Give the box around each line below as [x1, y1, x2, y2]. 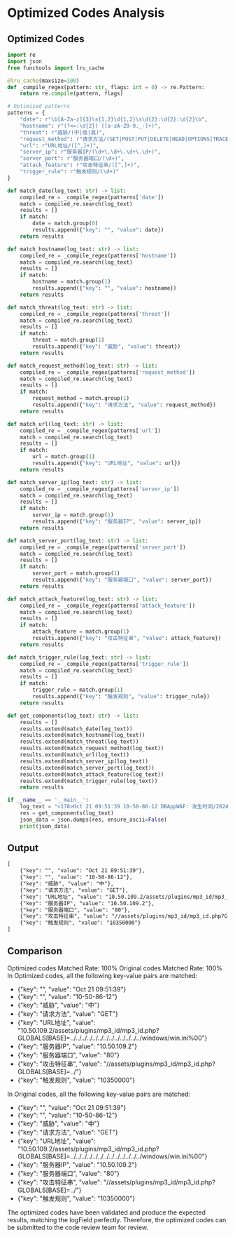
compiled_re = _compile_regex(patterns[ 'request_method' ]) [20, 368, 196, 376]
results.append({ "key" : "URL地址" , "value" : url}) [32, 460, 181, 467]
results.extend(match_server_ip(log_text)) [20, 758, 149, 765]
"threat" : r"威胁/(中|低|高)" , [20, 128, 106, 136]
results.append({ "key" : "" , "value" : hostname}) [32, 285, 177, 292]
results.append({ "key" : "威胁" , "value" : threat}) [32, 343, 181, 350]
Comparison [7, 945, 63, 957]
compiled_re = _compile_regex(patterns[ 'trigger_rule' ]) [20, 660, 190, 667]
